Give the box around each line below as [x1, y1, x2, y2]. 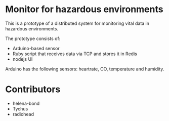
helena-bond [12, 100, 40, 106]
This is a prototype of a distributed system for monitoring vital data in [5, 20, 150, 26]
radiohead [12, 111, 34, 117]
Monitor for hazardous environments [5, 4, 163, 15]
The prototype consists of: [5, 35, 61, 42]
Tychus [12, 105, 28, 112]
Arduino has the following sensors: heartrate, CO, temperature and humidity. [5, 66, 164, 72]
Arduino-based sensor [12, 45, 60, 51]
